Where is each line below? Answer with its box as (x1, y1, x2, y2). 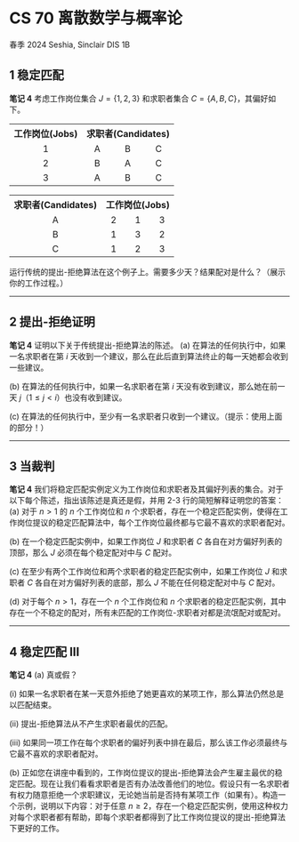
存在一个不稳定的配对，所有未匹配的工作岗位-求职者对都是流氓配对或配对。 (9, 607, 287, 618)
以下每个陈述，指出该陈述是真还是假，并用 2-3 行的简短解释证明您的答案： (9, 495, 285, 506)
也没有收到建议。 (64, 392, 127, 403)
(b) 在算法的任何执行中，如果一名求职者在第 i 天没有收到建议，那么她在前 (9, 381, 278, 391)
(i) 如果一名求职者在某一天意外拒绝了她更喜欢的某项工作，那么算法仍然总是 (9, 688, 285, 699)
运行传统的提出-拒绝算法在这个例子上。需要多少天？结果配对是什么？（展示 (9, 266, 287, 277)
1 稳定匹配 (9, 68, 65, 83)
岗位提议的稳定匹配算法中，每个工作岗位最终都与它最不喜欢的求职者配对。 (16, 517, 290, 528)
